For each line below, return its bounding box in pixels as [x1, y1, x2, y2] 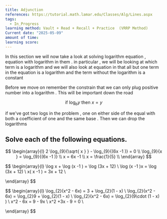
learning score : [5, 40, 39, 45]
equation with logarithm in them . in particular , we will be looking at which [5, 58, 158, 65]
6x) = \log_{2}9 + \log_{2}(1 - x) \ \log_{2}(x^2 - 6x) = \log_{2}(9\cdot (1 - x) [5, 193, 160, 200]
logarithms [5, 121, 27, 127]
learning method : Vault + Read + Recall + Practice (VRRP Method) [5, 26, 149, 31]
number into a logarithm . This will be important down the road [5, 89, 134, 95]
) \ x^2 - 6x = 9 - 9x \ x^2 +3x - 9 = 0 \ [5, 199, 84, 205]
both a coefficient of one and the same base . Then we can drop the [5, 115, 145, 121]
